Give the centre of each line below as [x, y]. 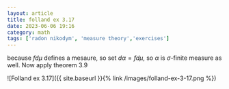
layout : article [30, 13]
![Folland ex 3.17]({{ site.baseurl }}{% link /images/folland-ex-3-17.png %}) [112, 78]
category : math [29, 32]
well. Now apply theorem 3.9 [48, 65]
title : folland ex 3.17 [41, 20]
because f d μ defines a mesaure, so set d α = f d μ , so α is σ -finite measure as [114, 58]
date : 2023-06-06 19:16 [41, 26]
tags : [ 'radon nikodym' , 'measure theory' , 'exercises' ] [88, 39]
